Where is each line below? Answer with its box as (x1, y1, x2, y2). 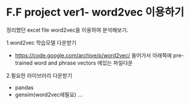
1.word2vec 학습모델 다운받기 (6, 39, 77, 46)
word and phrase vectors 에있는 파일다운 (34, 59, 133, 66)
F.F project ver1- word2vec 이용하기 (6, 5, 185, 19)
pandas (14, 84, 34, 91)
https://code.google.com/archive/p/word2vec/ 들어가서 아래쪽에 (14, 51, 173, 59)
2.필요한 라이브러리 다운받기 (6, 72, 73, 79)
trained (14, 59, 33, 66)
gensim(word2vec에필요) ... (14, 91, 83, 98)
